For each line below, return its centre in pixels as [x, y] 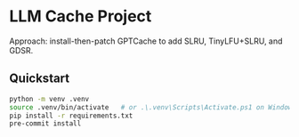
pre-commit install [45, 124]
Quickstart [40, 79]
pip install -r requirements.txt [71, 116]
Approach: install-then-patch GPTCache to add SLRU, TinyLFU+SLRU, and [146, 41]
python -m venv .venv [49, 99]
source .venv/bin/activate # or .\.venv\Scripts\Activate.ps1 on [137, 107]
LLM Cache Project [81, 16]
